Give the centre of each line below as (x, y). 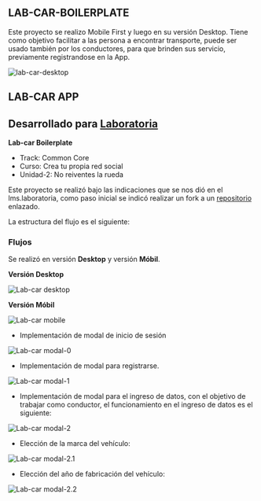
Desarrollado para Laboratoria (83, 124)
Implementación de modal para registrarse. (89, 366)
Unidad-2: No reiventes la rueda (72, 175)
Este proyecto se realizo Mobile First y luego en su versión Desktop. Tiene (128, 31)
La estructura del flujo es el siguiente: (69, 222)
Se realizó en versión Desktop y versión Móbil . (84, 260)
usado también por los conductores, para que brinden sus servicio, (117, 48)
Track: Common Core (54, 158)
